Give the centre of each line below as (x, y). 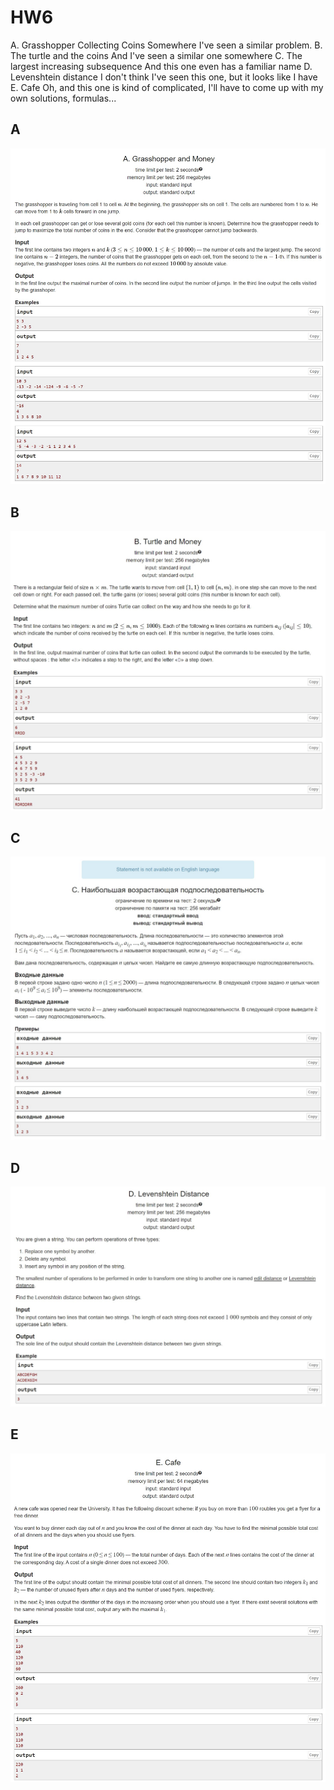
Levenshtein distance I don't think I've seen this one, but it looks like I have (164, 77)
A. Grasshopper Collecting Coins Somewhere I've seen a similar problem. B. (166, 45)
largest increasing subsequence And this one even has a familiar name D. (161, 66)
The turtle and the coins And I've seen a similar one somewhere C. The (156, 55)
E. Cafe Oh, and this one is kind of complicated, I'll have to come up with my (167, 87)
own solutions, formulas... (63, 98)
